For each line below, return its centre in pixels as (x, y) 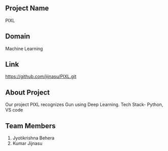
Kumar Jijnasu (27, 143)
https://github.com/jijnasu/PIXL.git (41, 77)
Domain (18, 37)
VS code (14, 110)
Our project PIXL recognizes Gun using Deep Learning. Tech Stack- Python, (84, 105)
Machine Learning (24, 48)
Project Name (27, 8)
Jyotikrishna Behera (33, 138)
